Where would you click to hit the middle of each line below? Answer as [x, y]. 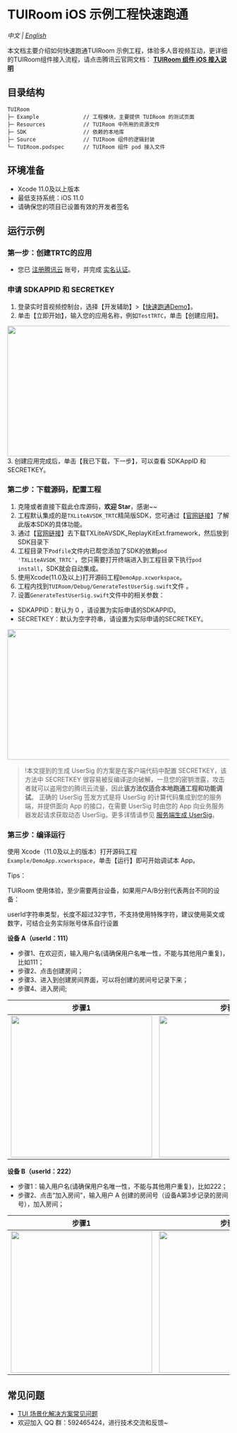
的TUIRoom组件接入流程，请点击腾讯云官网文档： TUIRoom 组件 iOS [107, 59]
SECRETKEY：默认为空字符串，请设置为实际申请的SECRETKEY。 [112, 618]
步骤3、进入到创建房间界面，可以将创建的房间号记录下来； [103, 980]
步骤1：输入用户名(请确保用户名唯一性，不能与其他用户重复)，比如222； [122, 1187]
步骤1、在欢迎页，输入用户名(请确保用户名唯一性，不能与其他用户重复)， [123, 953]
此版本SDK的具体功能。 [52, 524]
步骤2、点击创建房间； [50, 971]
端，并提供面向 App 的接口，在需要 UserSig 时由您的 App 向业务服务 [124, 806]
